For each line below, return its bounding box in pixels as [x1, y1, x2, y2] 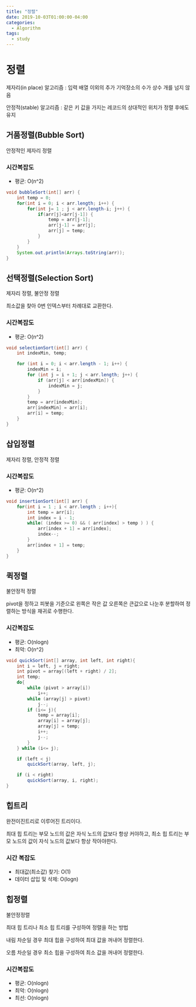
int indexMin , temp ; [16, 350, 67, 356]
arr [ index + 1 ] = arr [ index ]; [37, 526, 112, 532]
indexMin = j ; [48, 383, 83, 389]
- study [11, 36, 31, 42]
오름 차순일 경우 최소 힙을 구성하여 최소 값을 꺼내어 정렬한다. [6, 949, 144, 956]
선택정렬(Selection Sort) [6, 273, 94, 283]
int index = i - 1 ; [27, 514, 75, 521]
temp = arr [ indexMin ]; [27, 399, 83, 405]
